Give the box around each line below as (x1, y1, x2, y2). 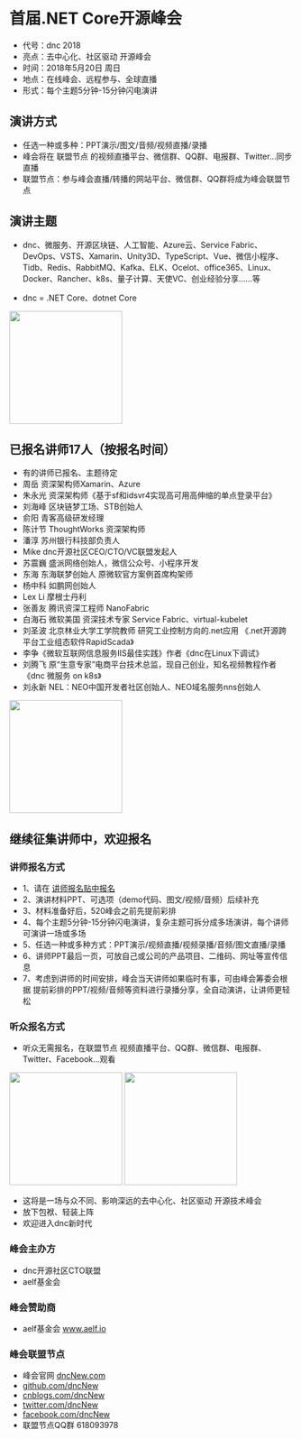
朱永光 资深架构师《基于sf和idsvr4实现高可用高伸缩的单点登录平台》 (22, 490, 277, 501)
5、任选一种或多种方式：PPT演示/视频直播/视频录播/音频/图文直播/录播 (22, 939, 287, 950)
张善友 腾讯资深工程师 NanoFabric (22, 603, 150, 613)
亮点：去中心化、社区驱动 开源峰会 (22, 51, 151, 61)
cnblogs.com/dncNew (22, 1390, 105, 1401)
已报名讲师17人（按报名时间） (9, 441, 176, 457)
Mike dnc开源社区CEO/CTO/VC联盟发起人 (22, 547, 178, 558)
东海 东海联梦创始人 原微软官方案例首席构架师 (22, 569, 194, 580)
